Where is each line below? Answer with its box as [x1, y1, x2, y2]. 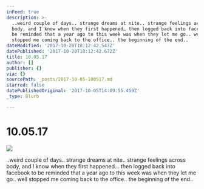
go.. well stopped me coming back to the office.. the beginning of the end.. [6, 175, 193, 182]
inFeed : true [6, 8, 39, 15]
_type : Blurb [6, 93, 39, 99]
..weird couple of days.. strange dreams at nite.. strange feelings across [6, 156, 186, 164]
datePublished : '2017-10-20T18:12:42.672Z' [6, 48, 118, 55]
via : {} [6, 71, 26, 77]
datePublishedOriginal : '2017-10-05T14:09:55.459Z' [6, 88, 140, 94]
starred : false [6, 82, 45, 88]
